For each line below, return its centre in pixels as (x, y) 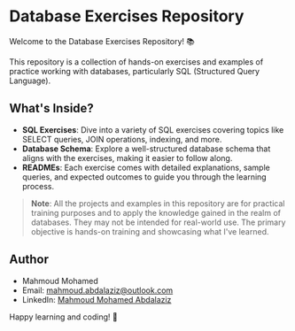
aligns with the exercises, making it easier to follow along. (127, 158)
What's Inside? (52, 108)
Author (29, 260)
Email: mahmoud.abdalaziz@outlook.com (97, 290)
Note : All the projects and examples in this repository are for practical (158, 203)
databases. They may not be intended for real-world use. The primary (158, 222)
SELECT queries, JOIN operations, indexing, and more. (122, 139)
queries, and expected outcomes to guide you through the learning (144, 177)
